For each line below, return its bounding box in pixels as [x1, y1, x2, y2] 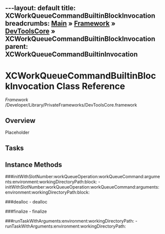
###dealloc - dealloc [5, 199, 48, 205]
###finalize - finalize [5, 208, 47, 214]
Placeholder [5, 129, 30, 135]
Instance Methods [5, 160, 63, 169]
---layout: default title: [5, 4, 76, 12]
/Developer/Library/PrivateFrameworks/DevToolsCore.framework [5, 102, 137, 108]
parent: [5, 42, 28, 51]
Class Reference [56, 80, 126, 92]
